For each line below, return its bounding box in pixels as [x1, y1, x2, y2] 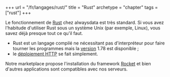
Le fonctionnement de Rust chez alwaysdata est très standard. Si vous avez [5, 20, 164, 25]
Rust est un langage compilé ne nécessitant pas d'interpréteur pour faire [12, 40, 165, 46]
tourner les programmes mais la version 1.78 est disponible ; [12, 46, 139, 51]
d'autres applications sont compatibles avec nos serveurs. [5, 66, 128, 72]
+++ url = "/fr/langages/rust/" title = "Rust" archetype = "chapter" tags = [5, 5, 158, 10]
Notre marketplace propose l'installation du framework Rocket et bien [5, 61, 151, 66]
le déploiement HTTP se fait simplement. [12, 51, 98, 57]
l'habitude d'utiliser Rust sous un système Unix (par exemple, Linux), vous [5, 25, 160, 31]
